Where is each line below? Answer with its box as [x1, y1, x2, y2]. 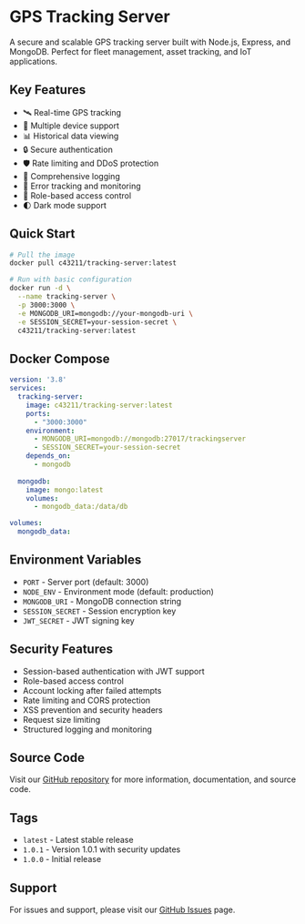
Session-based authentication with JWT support [22, 665, 205, 676]
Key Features [9, 82, 86, 97]
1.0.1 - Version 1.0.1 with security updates [22, 844, 181, 855]
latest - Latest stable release [22, 835, 134, 846]
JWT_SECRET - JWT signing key [22, 614, 135, 625]
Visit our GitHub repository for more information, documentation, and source [9, 774, 297, 785]
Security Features [9, 642, 114, 657]
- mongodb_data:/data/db [33, 503, 128, 512]
